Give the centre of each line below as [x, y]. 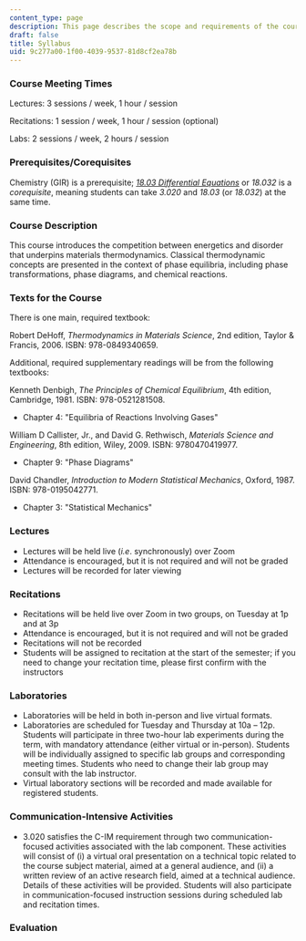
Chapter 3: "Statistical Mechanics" [87, 508]
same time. [31, 202]
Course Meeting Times [61, 84]
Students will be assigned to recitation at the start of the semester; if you [159, 652]
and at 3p [41, 623]
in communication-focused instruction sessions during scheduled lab [153, 894]
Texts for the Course [56, 297]
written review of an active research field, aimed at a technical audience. [159, 875]
